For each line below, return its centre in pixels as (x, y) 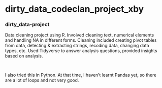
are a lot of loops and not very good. (42, 80)
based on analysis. (24, 56)
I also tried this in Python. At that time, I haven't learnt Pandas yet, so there (81, 75)
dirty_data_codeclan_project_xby (75, 9)
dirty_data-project (27, 25)
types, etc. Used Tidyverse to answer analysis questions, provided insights (81, 51)
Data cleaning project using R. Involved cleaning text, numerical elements (80, 35)
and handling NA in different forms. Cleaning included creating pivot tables (81, 40)
